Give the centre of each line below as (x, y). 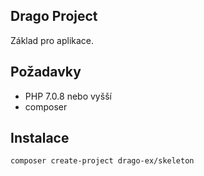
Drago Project (54, 16)
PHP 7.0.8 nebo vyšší (68, 96)
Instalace (40, 138)
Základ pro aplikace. (52, 40)
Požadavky (46, 72)
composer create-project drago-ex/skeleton (102, 161)
